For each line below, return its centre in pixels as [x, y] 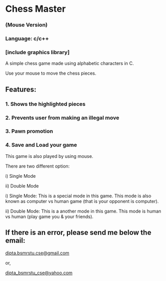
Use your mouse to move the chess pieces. [51, 73]
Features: [21, 89]
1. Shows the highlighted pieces [45, 104]
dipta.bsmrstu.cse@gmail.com [38, 253]
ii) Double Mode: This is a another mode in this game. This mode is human [84, 211]
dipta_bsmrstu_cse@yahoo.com [39, 273]
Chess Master [35, 9]
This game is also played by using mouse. [49, 156]
